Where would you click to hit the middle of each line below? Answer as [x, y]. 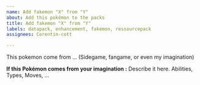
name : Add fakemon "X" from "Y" [47, 12]
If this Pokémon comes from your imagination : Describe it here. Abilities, [100, 69]
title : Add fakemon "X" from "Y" [49, 23]
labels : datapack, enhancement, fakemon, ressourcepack [79, 29]
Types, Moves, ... [28, 75]
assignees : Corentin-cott [39, 35]
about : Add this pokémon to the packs [55, 18]
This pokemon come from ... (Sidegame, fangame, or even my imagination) [100, 57]
